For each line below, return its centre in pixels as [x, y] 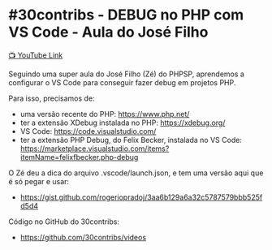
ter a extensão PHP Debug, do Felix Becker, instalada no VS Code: [131, 140]
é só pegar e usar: [39, 181]
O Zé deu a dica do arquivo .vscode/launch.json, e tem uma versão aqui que [136, 173]
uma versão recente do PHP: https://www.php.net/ [105, 114]
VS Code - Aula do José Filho [108, 32]
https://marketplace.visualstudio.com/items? [95, 149]
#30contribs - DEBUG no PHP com [126, 15]
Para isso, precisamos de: [52, 98]
